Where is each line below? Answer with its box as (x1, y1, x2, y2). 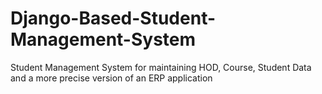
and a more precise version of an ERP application (10, 72, 213, 84)
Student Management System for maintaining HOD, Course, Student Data (10, 61, 312, 73)
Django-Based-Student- (10, 7, 217, 30)
